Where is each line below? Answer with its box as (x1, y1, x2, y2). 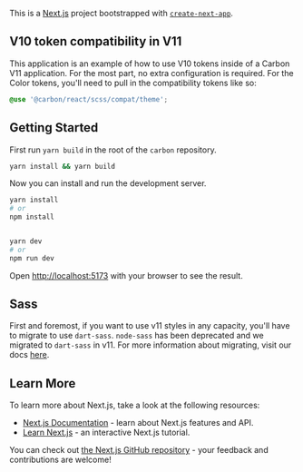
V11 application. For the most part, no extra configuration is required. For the (9, 67, 294, 78)
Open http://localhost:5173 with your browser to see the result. (9, 270, 243, 280)
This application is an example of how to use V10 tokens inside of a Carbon (9, 58, 290, 69)
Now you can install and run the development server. (9, 178, 207, 189)
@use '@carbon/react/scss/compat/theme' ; (9, 94, 169, 103)
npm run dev (9, 253, 54, 262)
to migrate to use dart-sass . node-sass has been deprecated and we (9, 330, 265, 341)
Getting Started (9, 120, 99, 135)
